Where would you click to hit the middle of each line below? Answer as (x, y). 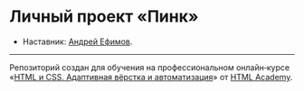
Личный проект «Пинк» (104, 17)
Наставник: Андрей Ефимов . (77, 41)
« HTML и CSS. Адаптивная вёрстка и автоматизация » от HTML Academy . (151, 77)
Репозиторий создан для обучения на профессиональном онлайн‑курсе (150, 67)
